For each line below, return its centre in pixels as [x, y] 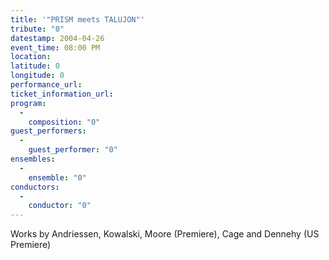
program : [28, 103]
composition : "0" [64, 122]
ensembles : [33, 159]
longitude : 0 [37, 76]
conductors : [35, 187]
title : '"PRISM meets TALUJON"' [77, 19]
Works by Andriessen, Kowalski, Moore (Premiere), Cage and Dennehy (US [165, 234]
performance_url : [46, 85]
